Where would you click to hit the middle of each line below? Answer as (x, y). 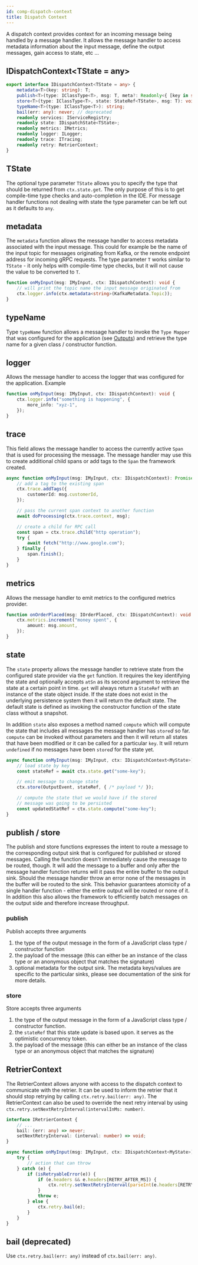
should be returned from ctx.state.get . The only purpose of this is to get (95, 189)
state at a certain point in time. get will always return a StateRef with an (93, 688)
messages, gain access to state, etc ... (52, 52)
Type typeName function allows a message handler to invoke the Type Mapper (98, 332)
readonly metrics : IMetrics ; (52, 128)
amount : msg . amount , (52, 626)
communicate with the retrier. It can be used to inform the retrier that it (92, 1090)
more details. (31, 980)
